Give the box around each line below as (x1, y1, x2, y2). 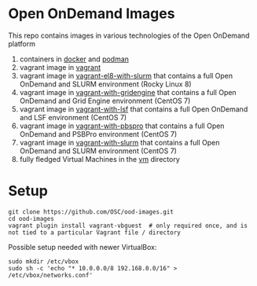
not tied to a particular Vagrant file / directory (8, 229, 181, 236)
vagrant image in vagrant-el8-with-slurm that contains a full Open (19, 71, 233, 80)
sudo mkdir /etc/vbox (8, 257, 79, 266)
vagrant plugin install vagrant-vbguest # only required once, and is (8, 222, 248, 229)
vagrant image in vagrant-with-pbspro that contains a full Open (19, 121, 225, 130)
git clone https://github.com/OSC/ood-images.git (8, 207, 174, 216)
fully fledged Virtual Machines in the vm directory (19, 154, 180, 163)
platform (8, 38, 35, 48)
